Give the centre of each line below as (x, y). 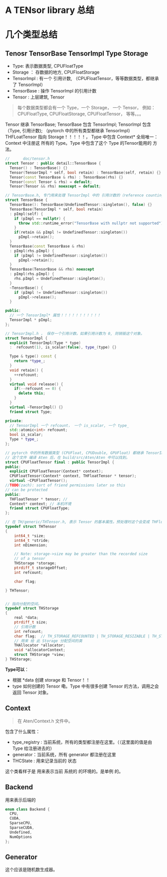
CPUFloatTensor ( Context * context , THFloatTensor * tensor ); (73, 476)
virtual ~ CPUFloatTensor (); (39, 481)
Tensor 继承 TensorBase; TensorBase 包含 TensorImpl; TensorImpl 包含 (78, 124)
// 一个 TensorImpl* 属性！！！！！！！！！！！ (55, 315)
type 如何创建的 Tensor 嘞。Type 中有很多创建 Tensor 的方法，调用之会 (85, 686)
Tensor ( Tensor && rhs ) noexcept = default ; (55, 186)
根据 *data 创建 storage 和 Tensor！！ (51, 680)
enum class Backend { (28, 809)
